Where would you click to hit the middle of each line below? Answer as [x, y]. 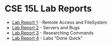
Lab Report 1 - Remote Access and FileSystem [59, 22]
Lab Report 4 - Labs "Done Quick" [47, 38]
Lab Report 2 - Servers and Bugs [46, 27]
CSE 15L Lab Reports [48, 9]
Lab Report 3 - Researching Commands [53, 33]
